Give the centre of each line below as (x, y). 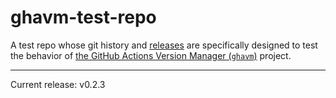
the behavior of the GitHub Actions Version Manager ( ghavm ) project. (151, 55)
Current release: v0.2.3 (58, 84)
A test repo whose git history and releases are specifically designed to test (164, 45)
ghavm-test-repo (83, 17)
